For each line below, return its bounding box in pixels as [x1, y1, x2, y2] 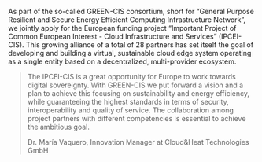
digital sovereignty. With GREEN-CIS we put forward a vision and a [27, 80, 244, 90]
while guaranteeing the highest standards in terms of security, [27, 98, 230, 106]
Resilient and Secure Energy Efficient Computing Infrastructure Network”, [8, 15, 246, 24]
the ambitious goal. [27, 122, 90, 131]
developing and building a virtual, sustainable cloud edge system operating [8, 49, 252, 57]
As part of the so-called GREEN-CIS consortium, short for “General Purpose [8, 7, 254, 16]
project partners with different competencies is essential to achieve [27, 114, 246, 123]
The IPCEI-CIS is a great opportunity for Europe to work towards [27, 72, 236, 81]
